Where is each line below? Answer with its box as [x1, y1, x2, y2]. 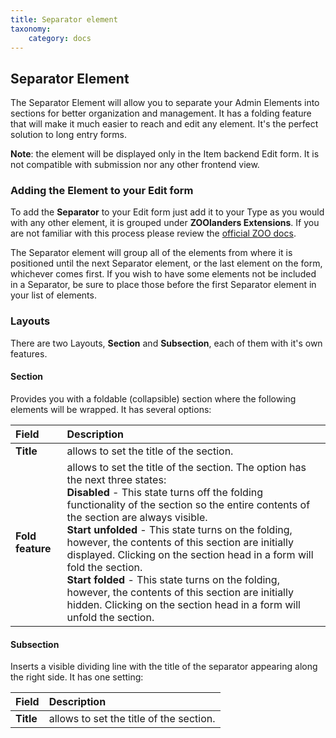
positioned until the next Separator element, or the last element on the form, [10, 257, 323, 270]
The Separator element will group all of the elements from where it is [10, 247, 293, 259]
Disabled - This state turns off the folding [66, 485, 264, 499]
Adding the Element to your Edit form [10, 184, 194, 198]
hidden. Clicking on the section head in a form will [66, 597, 301, 611]
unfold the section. [66, 610, 155, 624]
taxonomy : [10, 24, 52, 34]
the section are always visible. [66, 510, 208, 524]
